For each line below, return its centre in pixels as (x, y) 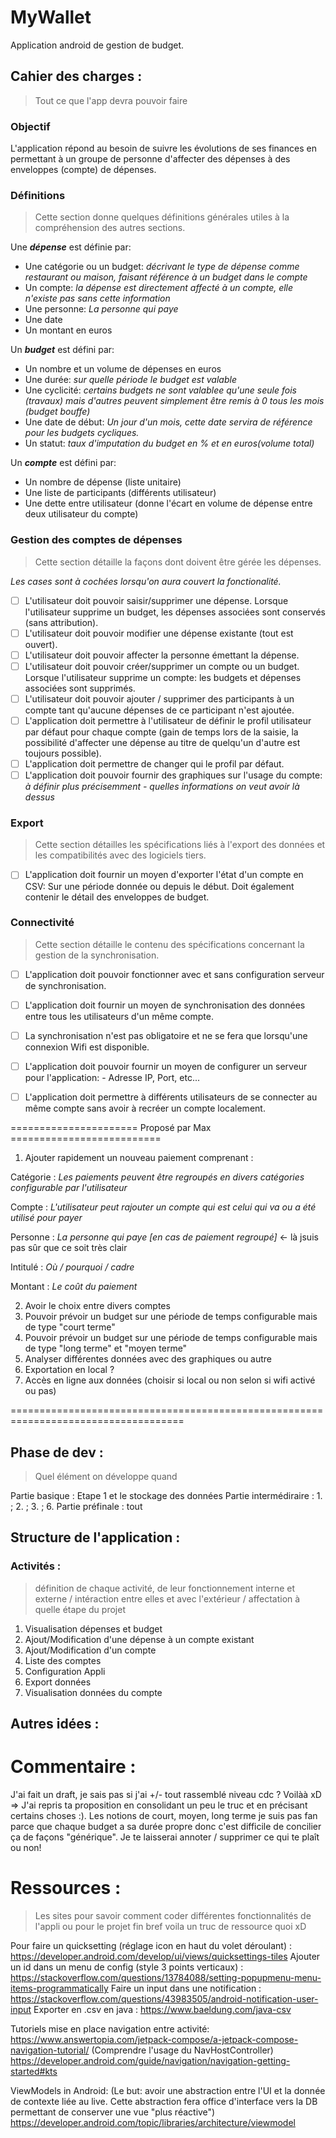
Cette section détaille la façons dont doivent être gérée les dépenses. (178, 562)
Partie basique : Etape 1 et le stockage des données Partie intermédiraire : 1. (166, 1495)
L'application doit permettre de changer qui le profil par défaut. (154, 764)
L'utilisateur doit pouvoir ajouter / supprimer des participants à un (159, 698)
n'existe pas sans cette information (97, 298)
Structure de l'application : (95, 1537)
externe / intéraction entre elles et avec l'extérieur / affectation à (167, 1598)
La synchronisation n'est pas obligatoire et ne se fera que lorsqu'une (166, 1035)
